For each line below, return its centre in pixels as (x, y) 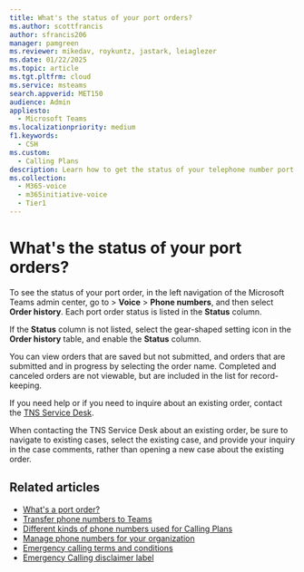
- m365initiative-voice (62, 195)
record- (265, 375)
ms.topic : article (44, 69)
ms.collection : (38, 178)
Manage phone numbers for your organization (108, 538)
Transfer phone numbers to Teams (87, 519)
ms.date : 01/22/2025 (49, 60)
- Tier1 (32, 204)
